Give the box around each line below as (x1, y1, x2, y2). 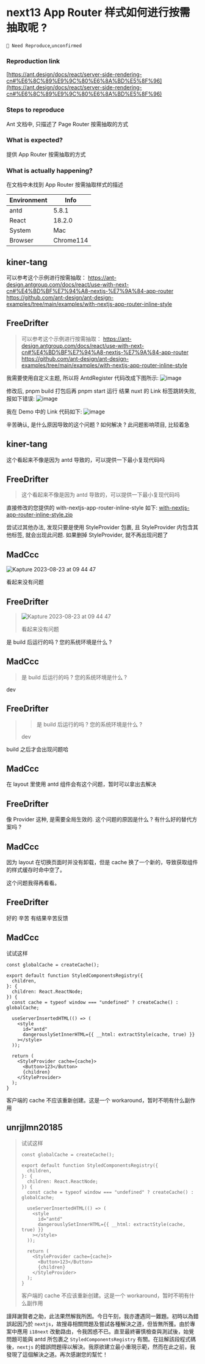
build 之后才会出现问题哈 (6, 745, 69, 753)
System (9, 226, 32, 235)
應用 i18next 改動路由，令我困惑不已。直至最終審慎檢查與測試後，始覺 (16, 1327, 194, 1335)
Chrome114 (53, 236, 88, 245)
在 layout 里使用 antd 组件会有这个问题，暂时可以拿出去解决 (6, 780, 157, 788)
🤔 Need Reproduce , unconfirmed (6, 41, 82, 49)
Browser (9, 236, 34, 245)
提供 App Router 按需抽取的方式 (6, 151, 86, 158)
